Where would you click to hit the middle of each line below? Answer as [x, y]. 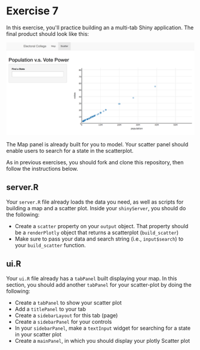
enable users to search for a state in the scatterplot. [70, 151]
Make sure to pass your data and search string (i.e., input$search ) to [99, 239]
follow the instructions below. [42, 169]
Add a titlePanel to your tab [50, 309]
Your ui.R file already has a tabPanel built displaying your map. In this [92, 278]
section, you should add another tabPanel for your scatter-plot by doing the [99, 284]
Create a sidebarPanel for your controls [63, 321]
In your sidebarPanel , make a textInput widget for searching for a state [103, 328]
